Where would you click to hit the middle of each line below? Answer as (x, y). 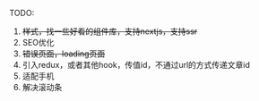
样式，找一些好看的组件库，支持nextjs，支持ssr (110, 31)
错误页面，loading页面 (64, 54)
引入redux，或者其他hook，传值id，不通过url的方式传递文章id (136, 65)
